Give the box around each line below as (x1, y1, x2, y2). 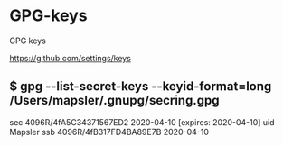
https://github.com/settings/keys (9, 52, 131, 63)
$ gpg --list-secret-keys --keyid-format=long (9, 78, 272, 95)
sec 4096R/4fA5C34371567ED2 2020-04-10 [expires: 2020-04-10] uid (9, 116, 275, 127)
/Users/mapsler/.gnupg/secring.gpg (9, 93, 220, 108)
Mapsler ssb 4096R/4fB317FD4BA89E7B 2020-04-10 (9, 126, 210, 137)
